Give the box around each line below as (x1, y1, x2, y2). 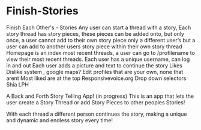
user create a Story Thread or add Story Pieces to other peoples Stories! (6, 98, 185, 106)
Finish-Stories (6, 4, 79, 18)
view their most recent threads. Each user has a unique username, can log (6, 55, 190, 63)
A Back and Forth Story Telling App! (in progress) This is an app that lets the (6, 92, 194, 100)
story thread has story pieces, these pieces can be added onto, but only (6, 30, 185, 37)
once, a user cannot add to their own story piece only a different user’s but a (6, 36, 196, 44)
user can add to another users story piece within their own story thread (6, 43, 182, 50)
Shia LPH (6, 81, 29, 88)
